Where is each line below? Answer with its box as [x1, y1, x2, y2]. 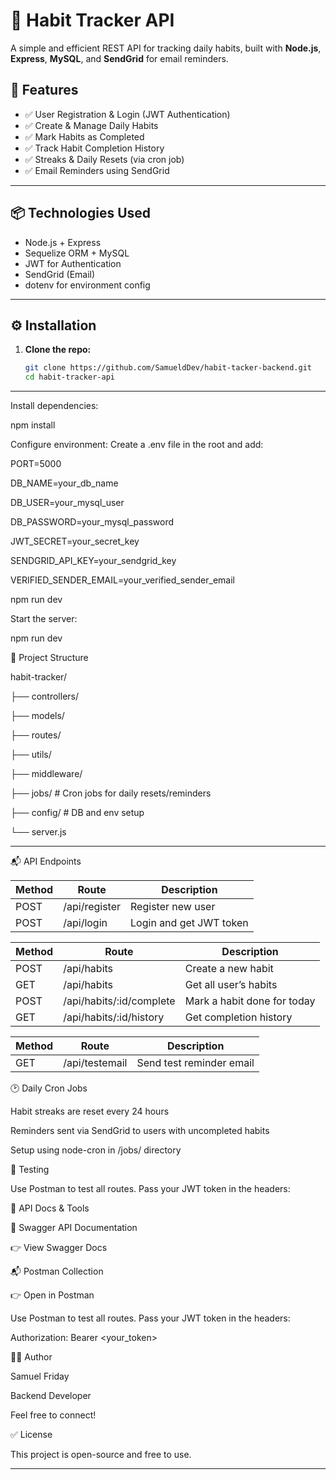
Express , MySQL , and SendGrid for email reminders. [10, 52, 229, 64]
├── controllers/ [10, 690, 80, 703]
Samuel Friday [10, 1370, 70, 1383]
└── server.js [10, 826, 67, 838]
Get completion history [184, 1010, 293, 1024]
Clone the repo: [24, 344, 92, 356]
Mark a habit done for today [184, 994, 316, 1008]
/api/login [63, 916, 108, 930]
